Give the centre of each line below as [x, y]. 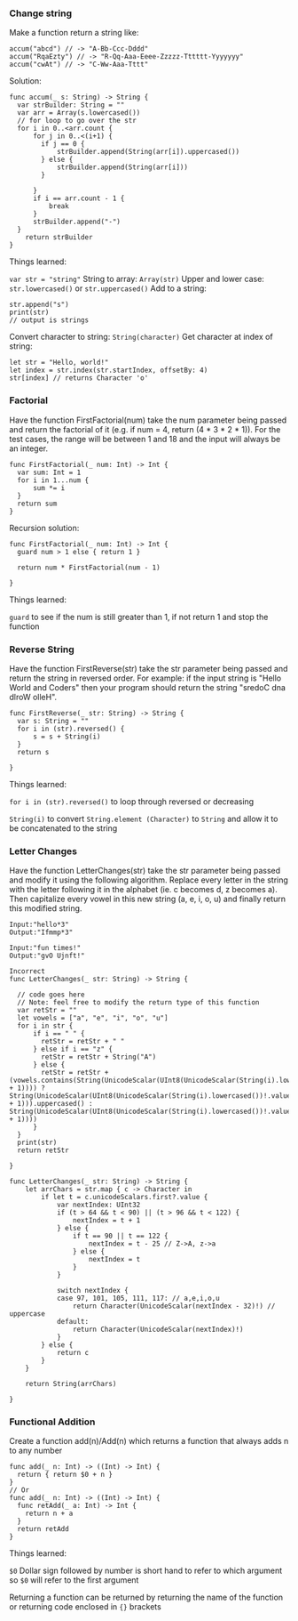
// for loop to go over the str [77, 121]
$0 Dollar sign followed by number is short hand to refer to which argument [145, 1571]
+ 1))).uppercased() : [51, 1104]
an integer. [29, 448]
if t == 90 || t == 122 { [120, 1236]
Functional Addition [52, 1422]
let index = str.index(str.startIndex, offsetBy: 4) [109, 371]
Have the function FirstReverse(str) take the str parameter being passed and [149, 668]
